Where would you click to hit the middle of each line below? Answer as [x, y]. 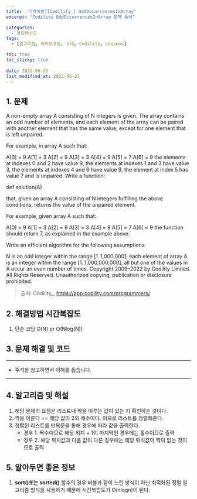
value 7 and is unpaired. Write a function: [56, 176]
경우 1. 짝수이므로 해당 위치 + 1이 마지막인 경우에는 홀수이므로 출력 [99, 433]
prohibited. [19, 281]
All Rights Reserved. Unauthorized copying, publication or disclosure [89, 275]
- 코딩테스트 [24, 33]
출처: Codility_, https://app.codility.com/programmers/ [85, 293]
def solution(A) [24, 187]
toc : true [18, 54]
